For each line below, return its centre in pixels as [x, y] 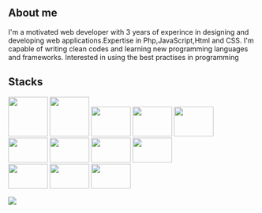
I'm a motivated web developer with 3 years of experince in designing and [129, 32]
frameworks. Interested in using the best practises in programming [131, 57]
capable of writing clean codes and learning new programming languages [128, 49]
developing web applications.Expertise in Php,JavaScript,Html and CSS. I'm [131, 40]
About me [33, 13]
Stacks [26, 82]
